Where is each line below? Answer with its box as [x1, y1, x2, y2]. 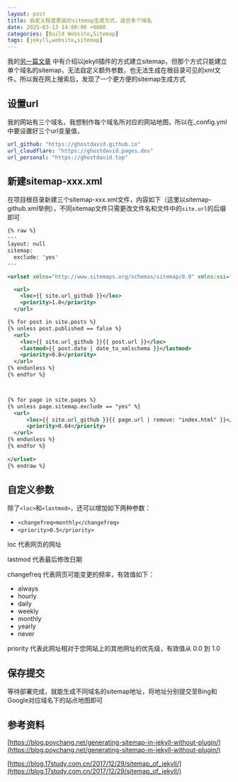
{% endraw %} [7, 462, 46, 469]
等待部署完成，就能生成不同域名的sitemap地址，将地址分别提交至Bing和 [7, 687, 217, 696]
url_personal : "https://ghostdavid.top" [7, 154, 129, 161]
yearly [17, 622, 37, 631]
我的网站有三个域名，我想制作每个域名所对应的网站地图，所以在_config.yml [7, 118, 227, 126]
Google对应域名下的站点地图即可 [7, 696, 103, 705]
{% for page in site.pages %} [7, 396, 97, 403]
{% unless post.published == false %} [7, 325, 122, 332]
